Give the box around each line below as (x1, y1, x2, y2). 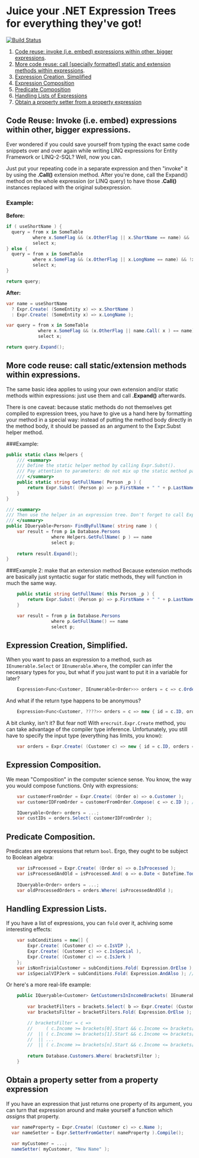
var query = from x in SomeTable (6, 322, 89, 328)
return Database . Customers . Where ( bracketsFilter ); (27, 1053, 161, 1059)
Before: (6, 212, 25, 219)
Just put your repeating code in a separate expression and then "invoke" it (6, 164, 188, 172)
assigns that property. (6, 1112, 60, 1120)
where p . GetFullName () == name (51, 618, 129, 624)
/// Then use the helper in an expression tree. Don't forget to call (6, 512, 184, 518)
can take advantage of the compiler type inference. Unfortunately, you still (6, 726, 188, 733)
